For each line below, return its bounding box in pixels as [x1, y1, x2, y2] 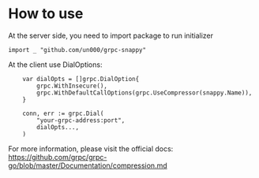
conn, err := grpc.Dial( [22, 109, 104, 117]
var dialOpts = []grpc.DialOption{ [22, 75, 140, 83]
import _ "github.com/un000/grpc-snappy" [8, 46, 147, 54]
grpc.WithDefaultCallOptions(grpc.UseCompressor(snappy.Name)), [36, 88, 253, 97]
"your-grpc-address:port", [36, 116, 126, 124]
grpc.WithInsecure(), [36, 82, 108, 90]
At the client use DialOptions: [8, 60, 103, 69]
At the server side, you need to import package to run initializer [8, 31, 214, 40]
